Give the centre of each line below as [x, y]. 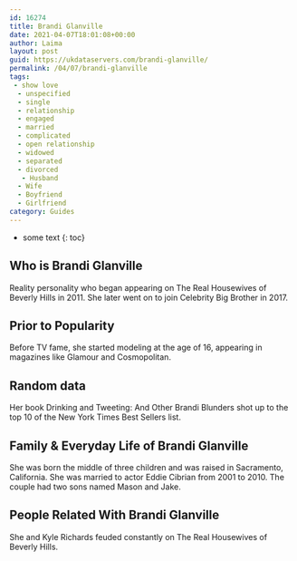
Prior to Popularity [62, 326]
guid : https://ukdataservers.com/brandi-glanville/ [109, 60]
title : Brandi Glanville [56, 26]
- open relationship [56, 144]
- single [34, 102]
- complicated [44, 136]
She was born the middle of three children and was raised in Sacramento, [146, 467]
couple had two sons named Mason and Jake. [95, 487]
